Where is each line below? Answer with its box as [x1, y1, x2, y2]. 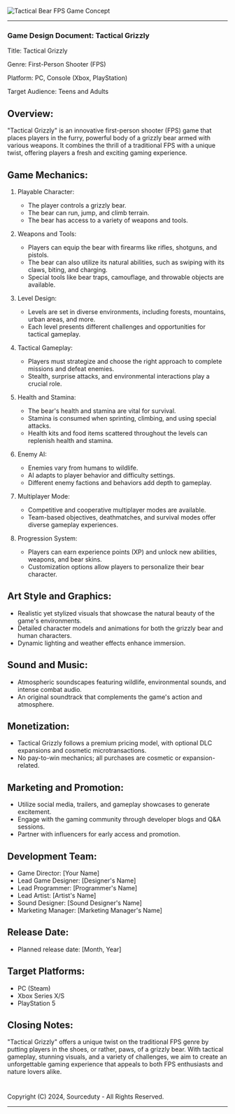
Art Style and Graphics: [7, 590, 112, 602]
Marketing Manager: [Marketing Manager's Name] [17, 906, 163, 914]
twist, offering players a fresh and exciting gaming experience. [7, 149, 187, 157]
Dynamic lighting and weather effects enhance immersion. [17, 639, 186, 647]
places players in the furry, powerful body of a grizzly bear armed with [7, 134, 211, 142]
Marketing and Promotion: [7, 782, 124, 794]
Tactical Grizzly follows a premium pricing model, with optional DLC [17, 739, 213, 747]
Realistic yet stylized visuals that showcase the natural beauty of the [17, 609, 215, 617]
